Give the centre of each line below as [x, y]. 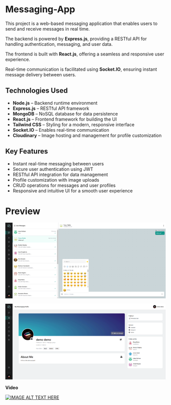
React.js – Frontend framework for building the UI [65, 119]
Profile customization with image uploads [56, 180]
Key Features [27, 151]
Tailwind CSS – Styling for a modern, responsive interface [74, 124]
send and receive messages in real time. [48, 28]
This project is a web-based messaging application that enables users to [81, 23]
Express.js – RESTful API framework [51, 108]
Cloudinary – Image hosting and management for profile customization [87, 135]
